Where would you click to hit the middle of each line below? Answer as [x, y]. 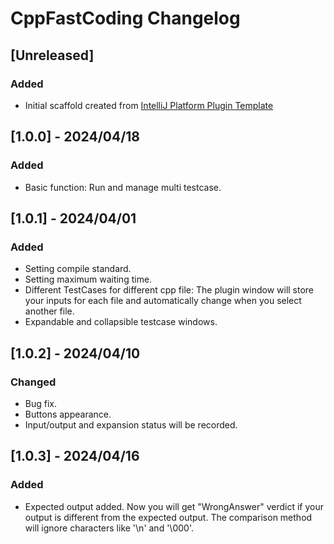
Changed [33, 382]
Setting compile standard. [78, 269]
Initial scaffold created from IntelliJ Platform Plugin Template [149, 105]
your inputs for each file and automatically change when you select [163, 301]
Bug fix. [41, 403]
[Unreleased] [52, 55]
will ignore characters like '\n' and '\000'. [109, 528]
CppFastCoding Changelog [125, 18]
